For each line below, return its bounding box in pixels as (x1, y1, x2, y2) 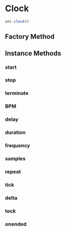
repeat (5, 168, 21, 175)
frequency (5, 142, 31, 149)
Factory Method (5, 33, 55, 41)
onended (5, 220, 27, 227)
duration (5, 129, 26, 136)
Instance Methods (5, 49, 62, 58)
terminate (5, 90, 29, 96)
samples (5, 155, 26, 162)
